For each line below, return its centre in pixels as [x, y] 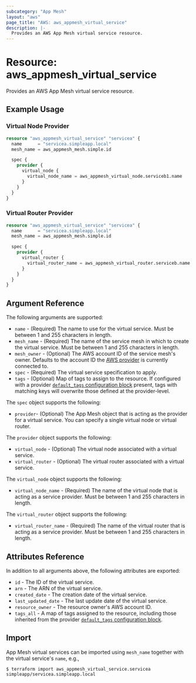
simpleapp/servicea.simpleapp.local [51, 674]
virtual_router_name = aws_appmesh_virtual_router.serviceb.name [109, 263]
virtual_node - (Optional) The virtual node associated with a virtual [96, 449]
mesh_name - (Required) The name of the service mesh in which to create [102, 341]
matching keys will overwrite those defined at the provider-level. [92, 391]
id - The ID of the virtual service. [54, 582]
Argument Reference [45, 303]
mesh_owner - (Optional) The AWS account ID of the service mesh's [95, 354]
